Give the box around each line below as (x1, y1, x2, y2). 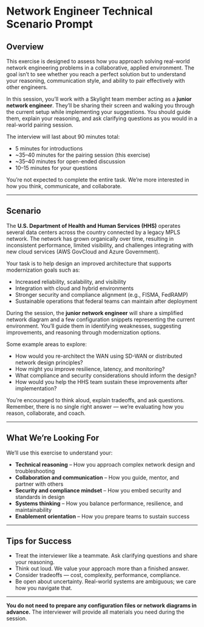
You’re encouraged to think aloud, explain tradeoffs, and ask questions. (6, 396, 185, 403)
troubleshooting (15, 467, 55, 475)
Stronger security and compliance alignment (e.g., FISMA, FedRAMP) (15, 291, 188, 298)
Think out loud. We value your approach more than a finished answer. (15, 565, 189, 572)
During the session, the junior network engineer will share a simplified (6, 309, 183, 316)
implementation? (15, 384, 57, 392)
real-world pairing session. (6, 121, 73, 129)
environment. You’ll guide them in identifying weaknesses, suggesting (6, 322, 182, 330)
